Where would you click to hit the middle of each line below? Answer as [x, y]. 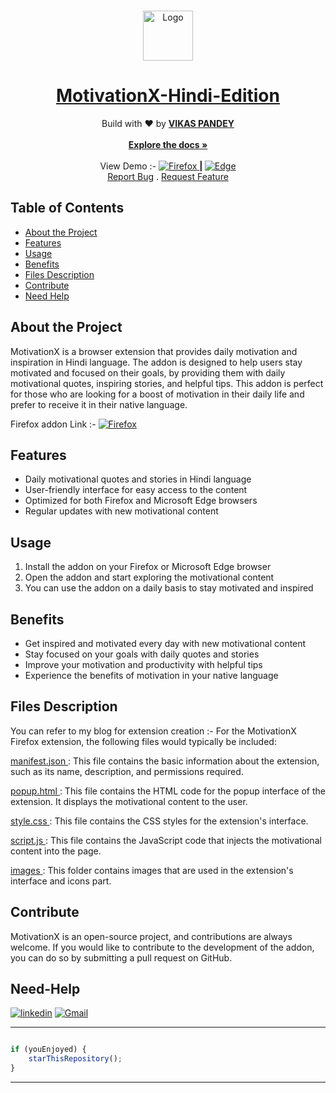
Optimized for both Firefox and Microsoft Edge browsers [141, 501]
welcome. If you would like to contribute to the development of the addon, [162, 947]
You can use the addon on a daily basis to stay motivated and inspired [169, 588]
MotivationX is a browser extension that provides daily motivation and [154, 351]
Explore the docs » [168, 144]
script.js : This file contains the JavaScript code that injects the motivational [166, 840]
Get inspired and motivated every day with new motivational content [165, 643]
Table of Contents [67, 208]
